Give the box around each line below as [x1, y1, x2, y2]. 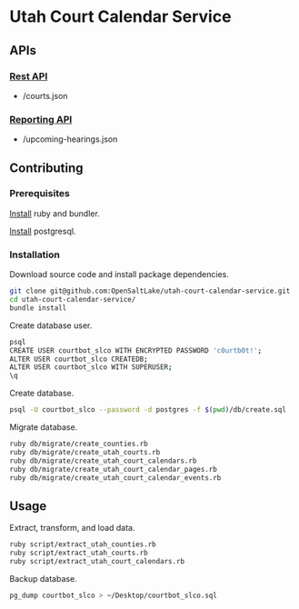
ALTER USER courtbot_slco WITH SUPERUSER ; [9, 363, 173, 372]
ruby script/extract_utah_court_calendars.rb [9, 556, 184, 565]
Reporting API [9, 113, 73, 125]
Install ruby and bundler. [9, 207, 100, 219]
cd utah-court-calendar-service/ [9, 295, 136, 304]
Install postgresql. [9, 225, 76, 236]
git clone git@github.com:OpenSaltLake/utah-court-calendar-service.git [9, 286, 291, 296]
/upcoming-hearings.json [22, 134, 118, 145]
